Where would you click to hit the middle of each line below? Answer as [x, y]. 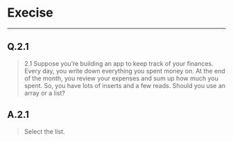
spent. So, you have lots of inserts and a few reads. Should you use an [125, 85]
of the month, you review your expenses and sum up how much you [121, 78]
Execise [30, 13]
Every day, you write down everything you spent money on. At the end [124, 71]
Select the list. [44, 131]
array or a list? [45, 93]
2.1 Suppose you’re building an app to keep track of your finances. [119, 63]
